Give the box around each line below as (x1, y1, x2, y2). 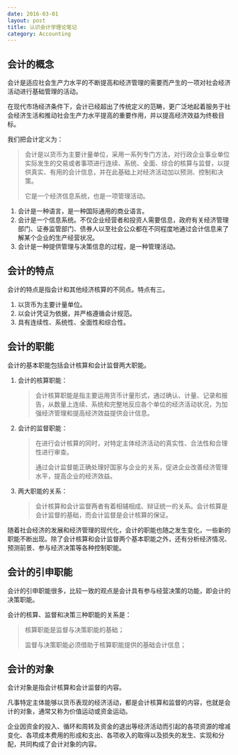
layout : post (7, 17, 46, 24)
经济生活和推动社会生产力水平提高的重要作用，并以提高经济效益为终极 (13, 111, 218, 120)
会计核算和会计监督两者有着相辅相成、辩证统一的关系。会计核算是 (35, 501, 228, 510)
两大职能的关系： (17, 486, 68, 495)
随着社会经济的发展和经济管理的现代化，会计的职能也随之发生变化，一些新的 (7, 525, 231, 534)
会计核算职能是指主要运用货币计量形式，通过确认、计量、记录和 (35, 391, 222, 399)
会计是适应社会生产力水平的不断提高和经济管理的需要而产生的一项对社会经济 (7, 79, 231, 87)
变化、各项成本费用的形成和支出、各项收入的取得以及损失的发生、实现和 (7, 731, 218, 739)
